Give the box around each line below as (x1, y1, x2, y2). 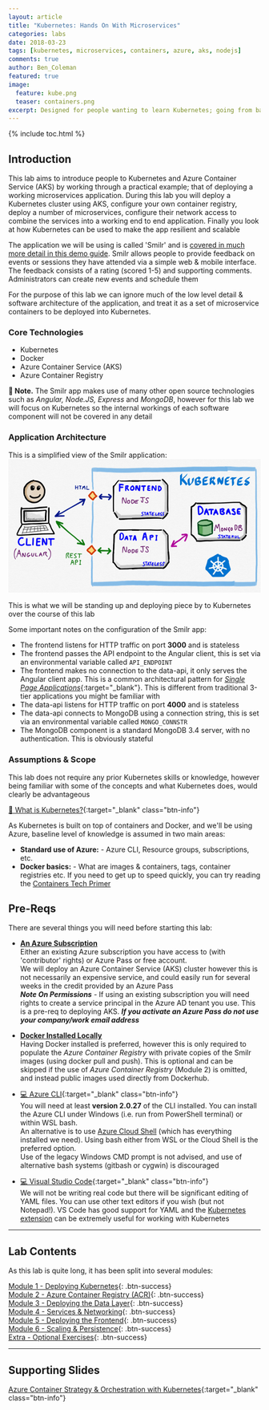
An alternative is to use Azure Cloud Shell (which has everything (19, 1127, 232, 1137)
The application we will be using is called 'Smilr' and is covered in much (8, 241, 246, 250)
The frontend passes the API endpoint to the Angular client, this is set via (19, 649, 261, 658)
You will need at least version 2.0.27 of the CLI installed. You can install (19, 1101, 258, 1111)
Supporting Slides (8, 1363, 100, 1377)
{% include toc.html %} (8, 129, 86, 139)
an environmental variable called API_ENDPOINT (19, 658, 173, 667)
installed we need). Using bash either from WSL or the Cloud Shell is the (19, 1135, 259, 1145)
